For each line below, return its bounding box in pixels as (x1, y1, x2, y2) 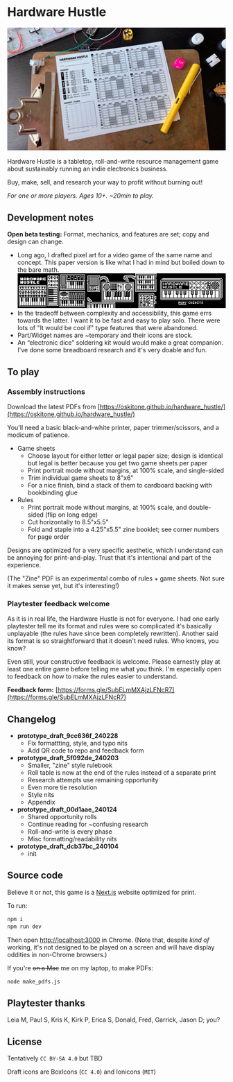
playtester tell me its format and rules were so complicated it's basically (7, 622, 212, 630)
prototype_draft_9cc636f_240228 (17, 732, 119, 740)
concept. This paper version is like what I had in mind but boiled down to (17, 258, 225, 267)
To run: (7, 901, 28, 909)
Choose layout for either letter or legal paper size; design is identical (27, 452, 223, 460)
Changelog (7, 713, 56, 725)
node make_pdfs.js (7, 978, 60, 985)
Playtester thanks (7, 997, 85, 1009)
